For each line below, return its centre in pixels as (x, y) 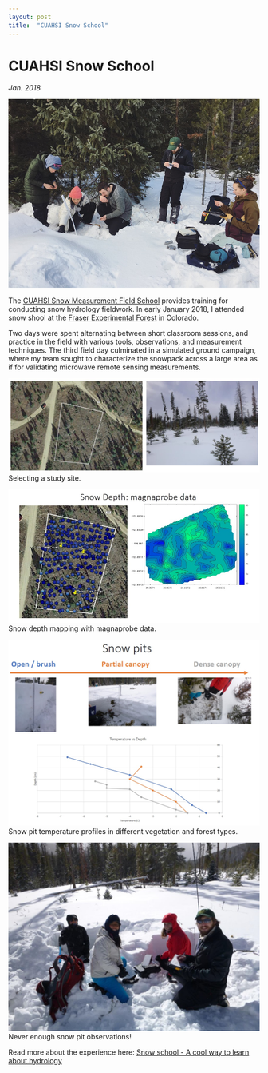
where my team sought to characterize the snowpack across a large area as (133, 359)
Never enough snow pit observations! (70, 1036)
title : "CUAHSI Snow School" (59, 25)
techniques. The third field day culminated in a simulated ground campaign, (132, 350)
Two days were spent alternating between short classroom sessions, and (128, 333)
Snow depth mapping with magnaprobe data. (83, 628)
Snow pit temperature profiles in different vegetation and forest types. (123, 831)
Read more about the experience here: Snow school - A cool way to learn (129, 1052)
